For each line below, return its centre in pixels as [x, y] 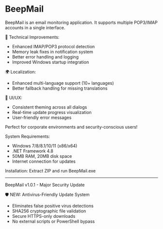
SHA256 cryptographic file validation [49, 211]
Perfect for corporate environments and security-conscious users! [71, 127]
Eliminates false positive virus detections [53, 206]
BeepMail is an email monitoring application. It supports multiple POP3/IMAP [81, 22]
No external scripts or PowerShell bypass [53, 221]
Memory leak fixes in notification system [53, 52]
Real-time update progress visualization [52, 112]
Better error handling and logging [45, 57]
